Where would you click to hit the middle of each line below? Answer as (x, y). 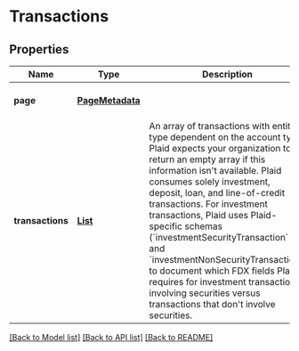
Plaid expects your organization (215, 148)
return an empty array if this (207, 159)
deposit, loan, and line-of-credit (217, 193)
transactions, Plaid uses (199, 215)
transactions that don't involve (212, 304)
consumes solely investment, (210, 182)
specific (166, 226)
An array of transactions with (210, 126)
